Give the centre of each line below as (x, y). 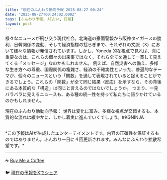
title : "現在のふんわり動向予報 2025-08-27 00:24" (54, 10)
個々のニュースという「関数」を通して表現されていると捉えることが (87, 76)
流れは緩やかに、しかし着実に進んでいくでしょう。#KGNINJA (81, 117)
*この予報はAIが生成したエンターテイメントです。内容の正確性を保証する (80, 133)
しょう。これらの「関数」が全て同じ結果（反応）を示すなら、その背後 (90, 82)
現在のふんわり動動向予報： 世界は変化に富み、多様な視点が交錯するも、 (80, 111)
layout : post (19, 24)
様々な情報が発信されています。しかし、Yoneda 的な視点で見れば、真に (87, 51)
